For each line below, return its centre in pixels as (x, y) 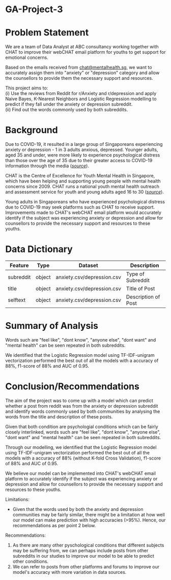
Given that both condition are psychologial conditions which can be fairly (82, 426)
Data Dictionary (39, 249)
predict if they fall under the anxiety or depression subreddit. (69, 104)
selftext (17, 300)
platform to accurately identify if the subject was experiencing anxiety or (81, 478)
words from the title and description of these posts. (59, 417)
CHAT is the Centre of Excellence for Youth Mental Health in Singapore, (80, 176)
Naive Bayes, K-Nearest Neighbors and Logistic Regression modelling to (81, 99)
